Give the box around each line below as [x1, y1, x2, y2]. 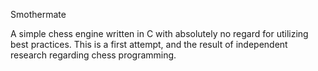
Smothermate [10, 9, 67, 20]
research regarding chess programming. [10, 49, 177, 61]
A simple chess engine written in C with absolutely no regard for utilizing [10, 28, 309, 39]
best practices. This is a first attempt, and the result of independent [10, 39, 288, 50]
